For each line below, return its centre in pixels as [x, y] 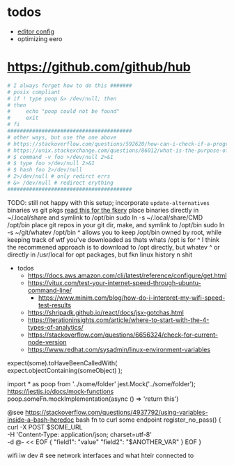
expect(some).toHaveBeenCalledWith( [62, 363]
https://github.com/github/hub [99, 67]
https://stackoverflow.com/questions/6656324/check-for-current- [123, 335]
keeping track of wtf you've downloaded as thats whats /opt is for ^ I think [113, 239]
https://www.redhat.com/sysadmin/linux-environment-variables [119, 349]
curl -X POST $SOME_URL [45, 427]
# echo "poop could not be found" [63, 112]
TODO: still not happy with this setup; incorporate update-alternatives [109, 202]
